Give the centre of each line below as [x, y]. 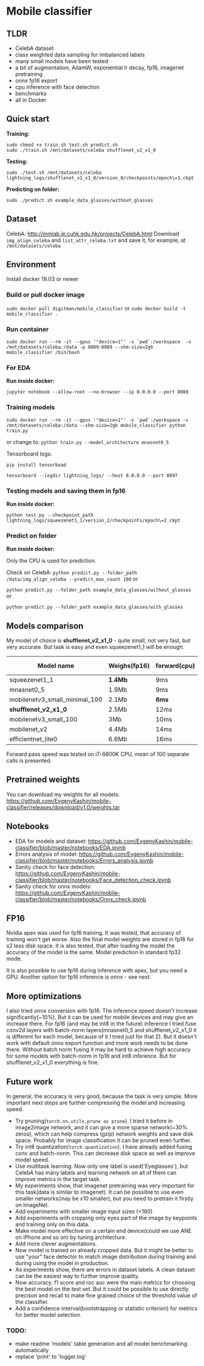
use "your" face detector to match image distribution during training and [105, 1257]
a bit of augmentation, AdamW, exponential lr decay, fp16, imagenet [99, 68]
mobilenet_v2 [28, 729]
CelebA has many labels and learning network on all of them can [96, 1173]
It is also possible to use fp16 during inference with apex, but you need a [97, 971]
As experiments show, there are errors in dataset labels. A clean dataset [105, 1270]
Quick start [28, 119]
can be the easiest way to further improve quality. [77, 1276]
